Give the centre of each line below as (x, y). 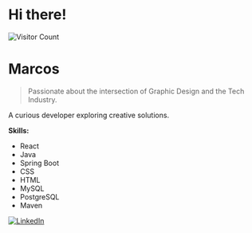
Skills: (19, 130)
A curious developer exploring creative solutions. (89, 115)
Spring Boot (39, 163)
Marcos (34, 69)
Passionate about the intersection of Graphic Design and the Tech (136, 91)
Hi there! (37, 15)
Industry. (42, 99)
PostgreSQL (39, 196)
